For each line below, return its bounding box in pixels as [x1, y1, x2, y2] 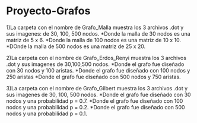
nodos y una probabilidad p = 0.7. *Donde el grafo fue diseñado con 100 [6, 97, 183, 105]
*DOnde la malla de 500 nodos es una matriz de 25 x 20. [6, 43, 146, 50]
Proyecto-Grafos [6, 4, 91, 18]
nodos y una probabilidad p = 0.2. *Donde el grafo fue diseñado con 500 [6, 103, 185, 111]
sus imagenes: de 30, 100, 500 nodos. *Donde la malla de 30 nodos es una [6, 30, 191, 37]
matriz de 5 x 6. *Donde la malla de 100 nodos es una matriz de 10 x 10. [6, 36, 182, 43]
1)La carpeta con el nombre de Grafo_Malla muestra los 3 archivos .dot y [6, 24, 184, 31]
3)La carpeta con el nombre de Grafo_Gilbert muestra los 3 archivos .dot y [6, 84, 188, 92]
